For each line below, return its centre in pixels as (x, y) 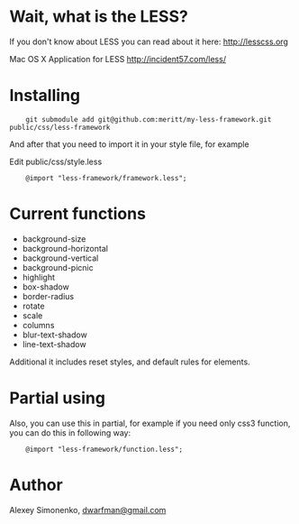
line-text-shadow (54, 344)
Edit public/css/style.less (56, 161)
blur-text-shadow (54, 335)
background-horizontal (65, 248)
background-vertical (60, 258)
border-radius (48, 296)
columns (38, 325)
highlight (39, 277)
